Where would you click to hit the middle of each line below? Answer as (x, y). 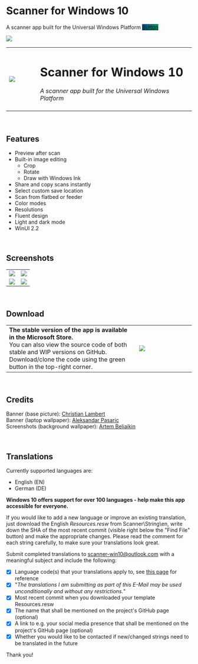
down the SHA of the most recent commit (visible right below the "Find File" (98, 530)
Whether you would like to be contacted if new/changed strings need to (102, 636)
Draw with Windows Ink (52, 178)
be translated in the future (46, 643)
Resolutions (29, 209)
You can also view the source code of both (68, 345)
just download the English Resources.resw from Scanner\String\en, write (94, 524)
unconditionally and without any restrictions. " (70, 591)
